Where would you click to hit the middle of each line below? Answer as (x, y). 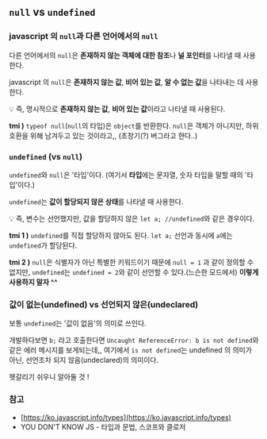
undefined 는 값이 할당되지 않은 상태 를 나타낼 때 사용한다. (96, 202)
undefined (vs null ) (46, 156)
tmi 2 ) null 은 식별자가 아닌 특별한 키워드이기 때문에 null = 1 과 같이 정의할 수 (132, 262)
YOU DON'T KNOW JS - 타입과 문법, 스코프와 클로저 (103, 426)
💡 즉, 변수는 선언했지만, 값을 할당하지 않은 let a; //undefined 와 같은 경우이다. (132, 218)
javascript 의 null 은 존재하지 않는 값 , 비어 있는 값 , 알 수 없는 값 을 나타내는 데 (126, 82)
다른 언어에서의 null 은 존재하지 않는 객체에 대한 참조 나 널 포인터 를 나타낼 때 (125, 55)
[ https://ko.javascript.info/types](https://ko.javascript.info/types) (126, 417)
